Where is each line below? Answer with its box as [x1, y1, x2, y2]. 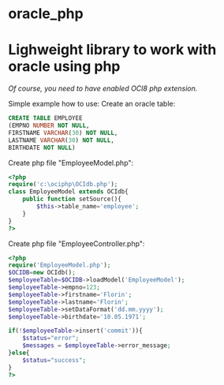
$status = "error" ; [22, 335, 80, 342]
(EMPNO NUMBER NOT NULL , [8, 121, 90, 129]
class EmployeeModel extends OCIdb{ [8, 188, 129, 196]
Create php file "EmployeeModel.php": [8, 158, 134, 167]
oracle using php [8, 58, 121, 76]
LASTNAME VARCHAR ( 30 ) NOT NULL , [8, 136, 114, 144]
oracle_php [8, 5, 84, 23]
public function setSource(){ [22, 195, 122, 204]
